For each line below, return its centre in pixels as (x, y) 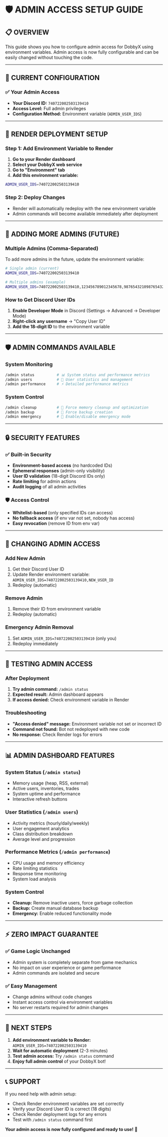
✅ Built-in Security (28, 454)
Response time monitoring (39, 873)
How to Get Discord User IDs (40, 300)
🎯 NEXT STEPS (28, 1028)
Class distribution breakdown (42, 834)
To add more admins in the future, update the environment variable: (75, 259)
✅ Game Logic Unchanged (38, 952)
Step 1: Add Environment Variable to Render (59, 148)
